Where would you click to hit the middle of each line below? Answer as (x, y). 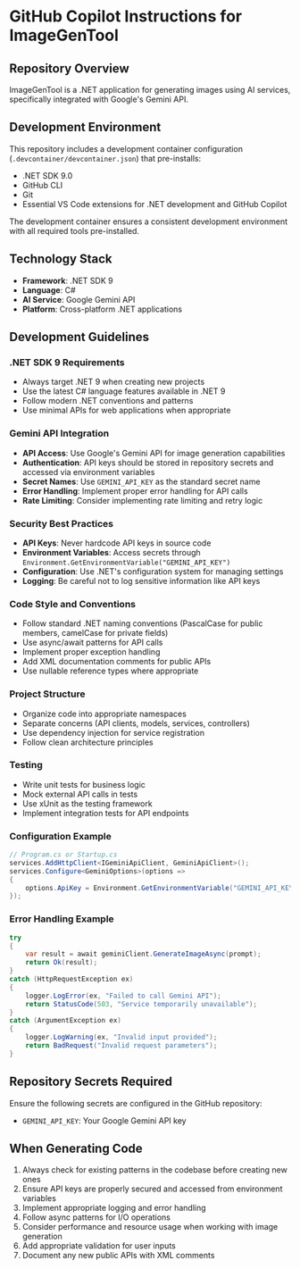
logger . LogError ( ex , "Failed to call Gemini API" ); (123, 996)
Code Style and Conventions (73, 604)
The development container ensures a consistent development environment (149, 221)
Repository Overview (69, 68)
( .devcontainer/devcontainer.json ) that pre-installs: (105, 158)
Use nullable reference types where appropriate (110, 671)
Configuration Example (60, 836)
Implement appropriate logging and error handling (114, 1208)
